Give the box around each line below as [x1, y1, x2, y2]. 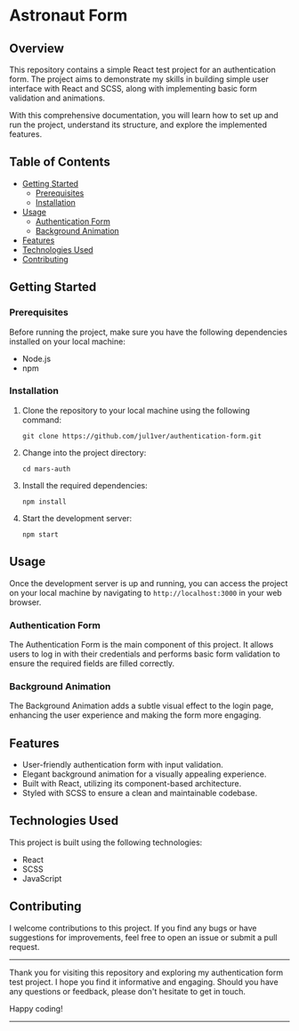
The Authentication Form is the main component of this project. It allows [9, 639, 274, 649]
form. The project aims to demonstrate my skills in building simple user [9, 74, 269, 85]
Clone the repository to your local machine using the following [21, 405, 251, 415]
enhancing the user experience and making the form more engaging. [9, 710, 262, 721]
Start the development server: [21, 512, 133, 523]
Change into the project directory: [21, 447, 147, 458]
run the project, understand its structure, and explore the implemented [9, 119, 268, 130]
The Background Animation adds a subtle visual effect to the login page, [9, 700, 274, 712]
